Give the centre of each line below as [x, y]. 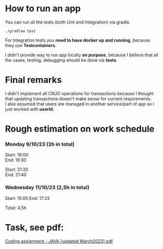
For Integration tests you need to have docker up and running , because [78, 40]
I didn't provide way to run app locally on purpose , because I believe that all [82, 55]
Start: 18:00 [17, 155]
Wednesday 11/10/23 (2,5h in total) [47, 188]
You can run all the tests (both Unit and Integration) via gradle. [68, 22]
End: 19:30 [16, 160]
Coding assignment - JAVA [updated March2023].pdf [59, 241]
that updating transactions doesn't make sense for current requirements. [78, 99]
